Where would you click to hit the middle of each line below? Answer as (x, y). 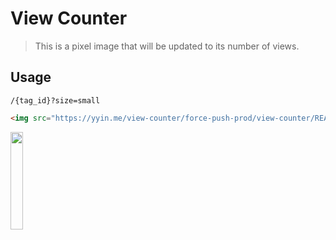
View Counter (69, 18)
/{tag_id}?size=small (55, 100)
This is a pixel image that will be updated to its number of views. (167, 46)
